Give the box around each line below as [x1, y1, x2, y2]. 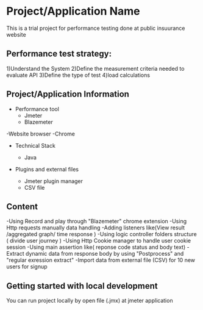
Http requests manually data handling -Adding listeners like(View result [6, 224, 185, 231]
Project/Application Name [6, 4, 140, 18]
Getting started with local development [6, 281, 158, 291]
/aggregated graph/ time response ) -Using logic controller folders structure [6, 231, 197, 238]
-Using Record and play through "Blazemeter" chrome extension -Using [6, 218, 187, 225]
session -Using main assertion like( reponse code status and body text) [6, 243, 186, 251]
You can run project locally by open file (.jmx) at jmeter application [6, 297, 173, 305]
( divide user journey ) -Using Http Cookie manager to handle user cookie [6, 237, 191, 245]
